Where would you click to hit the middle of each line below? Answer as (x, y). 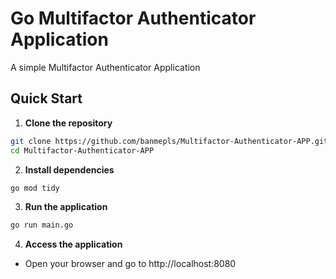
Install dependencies (69, 169)
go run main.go (42, 225)
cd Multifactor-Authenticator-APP (82, 150)
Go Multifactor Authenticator (133, 18)
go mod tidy (35, 188)
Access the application (73, 244)
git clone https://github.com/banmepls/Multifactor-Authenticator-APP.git (169, 141)
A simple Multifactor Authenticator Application (105, 67)
